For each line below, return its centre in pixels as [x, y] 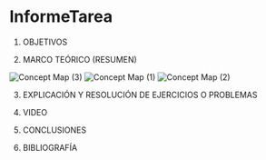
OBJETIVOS [45, 42]
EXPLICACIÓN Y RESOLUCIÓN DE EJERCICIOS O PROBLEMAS [140, 95]
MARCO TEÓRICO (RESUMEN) [80, 59]
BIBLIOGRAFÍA [50, 147]
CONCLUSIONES [54, 130]
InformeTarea [61, 17]
